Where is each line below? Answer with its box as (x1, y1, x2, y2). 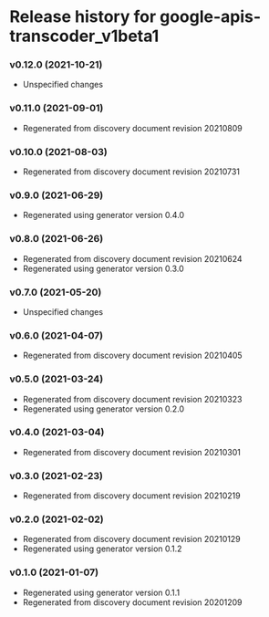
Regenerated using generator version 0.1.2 (22, 543, 182, 554)
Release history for (9, 6, 157, 27)
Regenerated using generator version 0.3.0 (22, 263, 184, 274)
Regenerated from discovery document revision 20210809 (22, 122, 243, 133)
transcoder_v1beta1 (9, 26, 160, 47)
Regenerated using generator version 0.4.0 (22, 210, 185, 221)
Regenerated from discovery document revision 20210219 (22, 490, 241, 501)
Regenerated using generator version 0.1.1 (22, 587, 181, 598)
